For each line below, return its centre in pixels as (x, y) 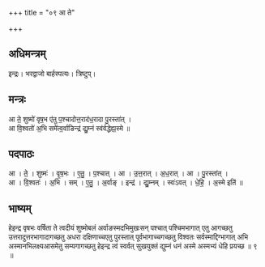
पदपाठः (21, 154)
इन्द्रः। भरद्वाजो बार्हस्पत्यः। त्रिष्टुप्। (52, 74)
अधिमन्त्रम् (27, 54)
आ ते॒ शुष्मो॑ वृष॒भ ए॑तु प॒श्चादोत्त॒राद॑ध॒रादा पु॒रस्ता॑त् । (70, 119)
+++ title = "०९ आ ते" (42, 13)
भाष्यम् (20, 208)
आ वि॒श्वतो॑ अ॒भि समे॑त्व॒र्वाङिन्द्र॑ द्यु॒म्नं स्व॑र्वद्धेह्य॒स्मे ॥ (69, 128)
